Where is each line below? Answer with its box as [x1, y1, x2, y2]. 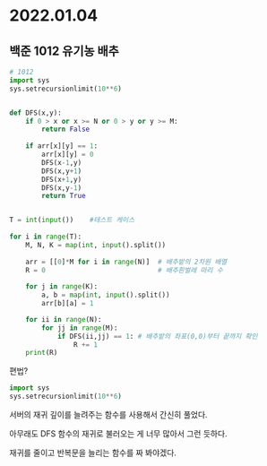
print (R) [25, 349, 58, 358]
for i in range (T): [9, 232, 82, 241]
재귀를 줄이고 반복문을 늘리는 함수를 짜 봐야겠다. [9, 447, 177, 458]
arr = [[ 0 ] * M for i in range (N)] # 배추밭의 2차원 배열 [25, 257, 228, 266]
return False [41, 125, 90, 134]
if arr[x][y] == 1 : [25, 142, 99, 151]
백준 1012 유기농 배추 [9, 43, 119, 58]
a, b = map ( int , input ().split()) [41, 290, 170, 300]
